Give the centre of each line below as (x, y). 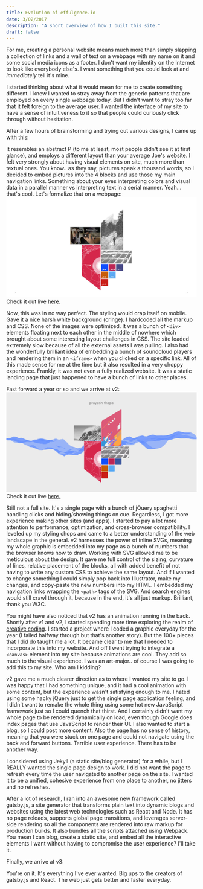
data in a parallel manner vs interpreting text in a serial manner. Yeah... (94, 188)
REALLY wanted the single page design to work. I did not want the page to (99, 768)
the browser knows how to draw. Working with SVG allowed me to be (92, 553)
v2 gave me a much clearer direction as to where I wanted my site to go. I (98, 679)
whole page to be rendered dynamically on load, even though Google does (99, 717)
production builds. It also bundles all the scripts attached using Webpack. (98, 830)
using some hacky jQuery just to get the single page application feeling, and (101, 698)
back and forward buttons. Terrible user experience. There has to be (92, 743)
